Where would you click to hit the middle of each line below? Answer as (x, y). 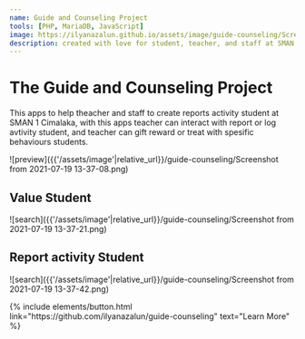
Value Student (50, 197)
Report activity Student (77, 258)
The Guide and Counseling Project (141, 88)
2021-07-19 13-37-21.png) (58, 229)
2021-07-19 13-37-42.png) (59, 289)
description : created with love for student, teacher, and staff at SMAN (152, 43)
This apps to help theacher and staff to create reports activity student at (144, 113)
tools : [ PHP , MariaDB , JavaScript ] (77, 26)
